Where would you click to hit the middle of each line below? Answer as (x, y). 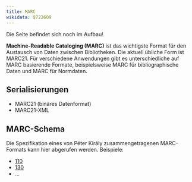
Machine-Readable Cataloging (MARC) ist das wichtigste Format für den (96, 46)
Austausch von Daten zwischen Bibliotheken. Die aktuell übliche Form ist (95, 52)
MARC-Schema (36, 129)
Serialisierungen (37, 90)
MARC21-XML (32, 110)
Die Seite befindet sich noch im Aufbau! (55, 34)
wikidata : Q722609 (29, 17)
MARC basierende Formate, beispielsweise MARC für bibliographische (92, 65)
